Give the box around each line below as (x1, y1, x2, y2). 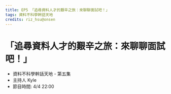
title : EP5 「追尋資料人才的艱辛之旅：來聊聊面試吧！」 (5, 7, 110, 13)
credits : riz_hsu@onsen (5, 17, 56, 22)
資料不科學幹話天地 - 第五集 (12, 71, 71, 77)
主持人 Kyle (12, 77, 37, 83)
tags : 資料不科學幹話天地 (5, 12, 53, 17)
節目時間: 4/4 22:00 (12, 83, 54, 89)
